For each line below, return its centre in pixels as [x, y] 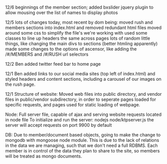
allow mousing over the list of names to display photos [62, 13]
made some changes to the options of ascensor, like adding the [71, 49]
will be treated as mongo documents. [44, 156]
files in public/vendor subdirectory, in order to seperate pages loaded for [81, 99]
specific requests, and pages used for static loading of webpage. [73, 105]
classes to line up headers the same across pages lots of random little [78, 38]
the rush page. [20, 84]
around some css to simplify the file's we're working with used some [76, 33]
